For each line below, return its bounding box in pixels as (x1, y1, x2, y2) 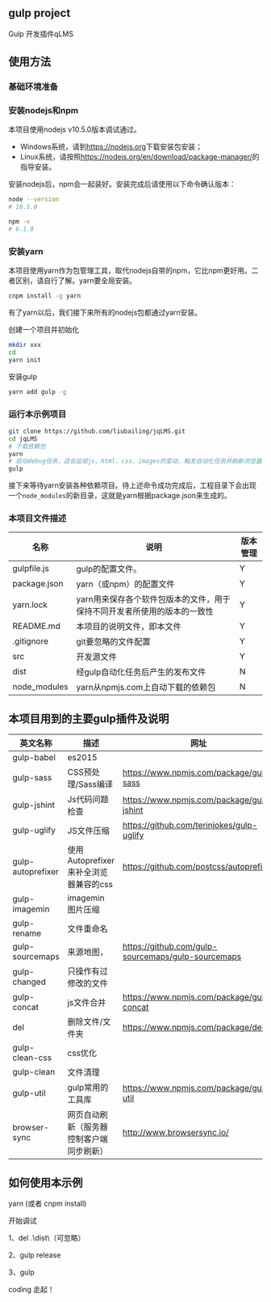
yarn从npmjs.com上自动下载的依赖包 (76, 682, 216, 693)
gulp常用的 (67, 1082, 109, 1093)
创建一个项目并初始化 (8, 325, 79, 335)
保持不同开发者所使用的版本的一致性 (76, 606, 214, 617)
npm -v (8, 218, 31, 226)
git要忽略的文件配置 (76, 636, 151, 648)
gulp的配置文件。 (76, 564, 142, 575)
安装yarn (8, 246, 44, 257)
